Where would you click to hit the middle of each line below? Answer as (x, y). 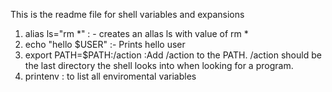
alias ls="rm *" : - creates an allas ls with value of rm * (136, 33)
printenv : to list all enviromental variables (110, 76)
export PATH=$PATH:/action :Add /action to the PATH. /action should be (173, 55)
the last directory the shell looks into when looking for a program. (159, 65)
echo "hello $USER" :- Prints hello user (105, 44)
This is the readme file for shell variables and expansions (127, 14)
